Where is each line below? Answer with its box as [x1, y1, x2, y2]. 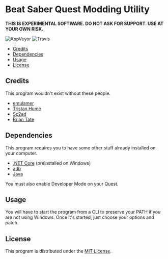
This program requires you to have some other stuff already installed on [5, 144, 156, 151]
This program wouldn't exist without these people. [5, 90, 111, 96]
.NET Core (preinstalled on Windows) [12, 160, 91, 166]
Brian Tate [12, 116, 35, 122]
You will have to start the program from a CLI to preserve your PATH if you [5, 209, 161, 215]
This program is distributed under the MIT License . [5, 248, 112, 254]
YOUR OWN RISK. [5, 25, 44, 32]
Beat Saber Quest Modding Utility [5, 4, 150, 15]
